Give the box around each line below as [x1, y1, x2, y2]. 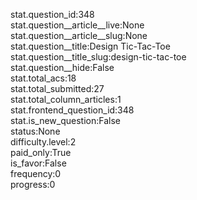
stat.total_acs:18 [10, 72, 77, 84]
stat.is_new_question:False [10, 115, 121, 126]
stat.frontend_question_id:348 [10, 104, 135, 116]
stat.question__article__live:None [10, 19, 145, 31]
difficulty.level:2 [10, 136, 77, 148]
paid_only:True [10, 147, 72, 158]
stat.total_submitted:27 [10, 83, 105, 94]
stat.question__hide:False [10, 62, 115, 73]
